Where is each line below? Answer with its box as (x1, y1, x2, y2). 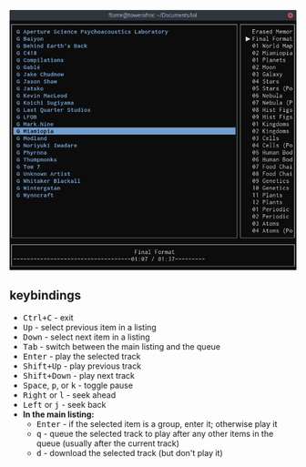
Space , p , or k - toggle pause (22, 380, 134, 391)
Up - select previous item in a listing (22, 321, 157, 332)
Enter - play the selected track (22, 350, 141, 361)
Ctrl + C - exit (22, 311, 75, 323)
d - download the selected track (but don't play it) (36, 447, 223, 458)
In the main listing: (22, 409, 95, 420)
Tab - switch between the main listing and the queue (22, 340, 221, 351)
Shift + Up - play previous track (22, 360, 142, 371)
